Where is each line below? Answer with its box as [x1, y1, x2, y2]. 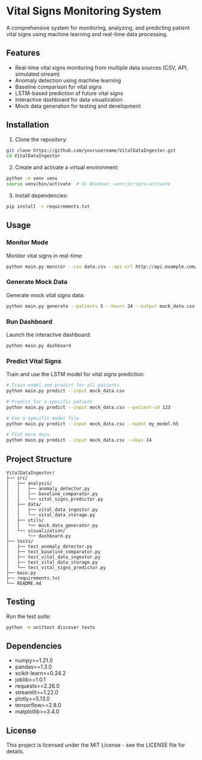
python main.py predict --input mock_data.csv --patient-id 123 [6, 404, 171, 410]
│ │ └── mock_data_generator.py [6, 522, 98, 528]
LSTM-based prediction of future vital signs [14, 89, 123, 97]
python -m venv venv [6, 176, 58, 182]
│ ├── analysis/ [6, 480, 52, 486]
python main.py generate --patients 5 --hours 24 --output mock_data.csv [6, 303, 195, 309]
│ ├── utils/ [6, 517, 44, 523]
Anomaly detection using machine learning [14, 76, 121, 84]
